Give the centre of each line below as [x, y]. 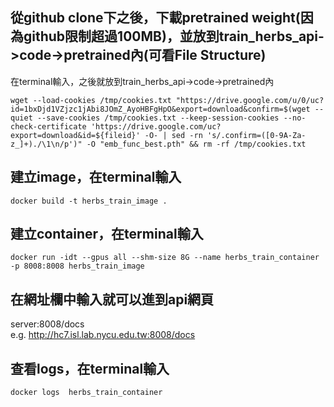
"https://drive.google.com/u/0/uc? [250, 100]
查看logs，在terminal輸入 [90, 368]
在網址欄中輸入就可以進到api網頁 [112, 299]
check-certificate [48, 126]
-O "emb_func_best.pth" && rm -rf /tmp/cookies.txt [196, 144]
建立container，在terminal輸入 [107, 234]
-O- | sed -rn [173, 135]
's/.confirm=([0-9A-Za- [256, 135]
